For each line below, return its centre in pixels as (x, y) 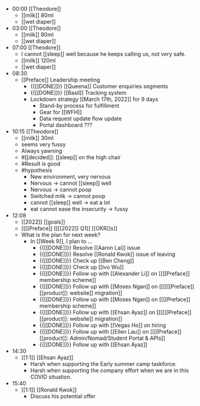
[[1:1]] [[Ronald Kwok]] (49, 390)
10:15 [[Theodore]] (35, 131)
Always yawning (42, 151)
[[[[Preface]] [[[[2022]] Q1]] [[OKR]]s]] (69, 228)
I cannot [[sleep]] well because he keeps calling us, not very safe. (104, 54)
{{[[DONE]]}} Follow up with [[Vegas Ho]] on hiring (102, 325)
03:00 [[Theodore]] (36, 28)
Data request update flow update (81, 119)
